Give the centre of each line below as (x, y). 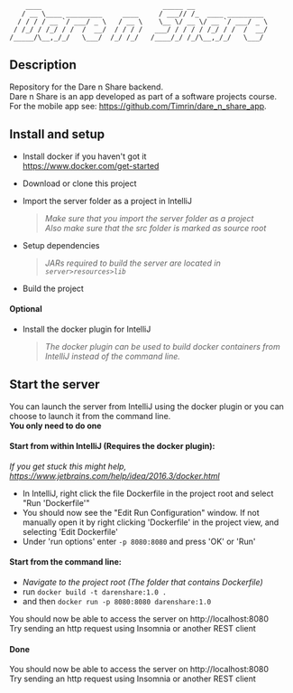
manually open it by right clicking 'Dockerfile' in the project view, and (151, 522)
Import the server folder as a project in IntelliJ (107, 201)
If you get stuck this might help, (68, 466)
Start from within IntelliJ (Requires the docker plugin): (112, 446)
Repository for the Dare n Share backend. (87, 87)
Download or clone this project (79, 183)
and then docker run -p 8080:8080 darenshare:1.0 (117, 602)
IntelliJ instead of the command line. (112, 356)
